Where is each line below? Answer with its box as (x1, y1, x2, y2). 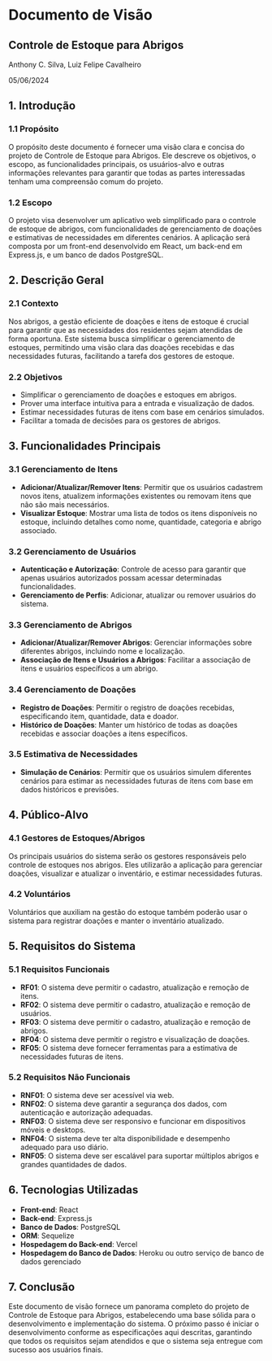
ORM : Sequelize (19, 1231, 75, 1241)
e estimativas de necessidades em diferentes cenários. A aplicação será (8, 232, 250, 242)
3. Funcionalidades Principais (8, 440, 161, 453)
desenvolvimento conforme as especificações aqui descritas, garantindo (8, 1328, 253, 1337)
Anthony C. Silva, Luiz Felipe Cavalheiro (8, 59, 142, 69)
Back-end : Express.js (19, 1213, 93, 1223)
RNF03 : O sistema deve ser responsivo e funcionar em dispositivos (19, 1116, 246, 1126)
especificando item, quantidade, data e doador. (19, 711, 179, 721)
